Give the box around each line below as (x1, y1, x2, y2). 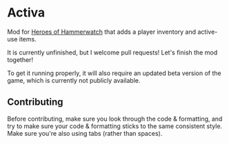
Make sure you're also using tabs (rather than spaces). (7, 129, 163, 137)
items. (19, 34, 37, 43)
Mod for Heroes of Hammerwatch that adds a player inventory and (7, 28, 197, 36)
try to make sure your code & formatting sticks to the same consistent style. (7, 122, 223, 130)
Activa (7, 5, 46, 21)
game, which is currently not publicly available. (7, 76, 141, 84)
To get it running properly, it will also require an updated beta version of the (7, 69, 222, 77)
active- (197, 28, 218, 36)
